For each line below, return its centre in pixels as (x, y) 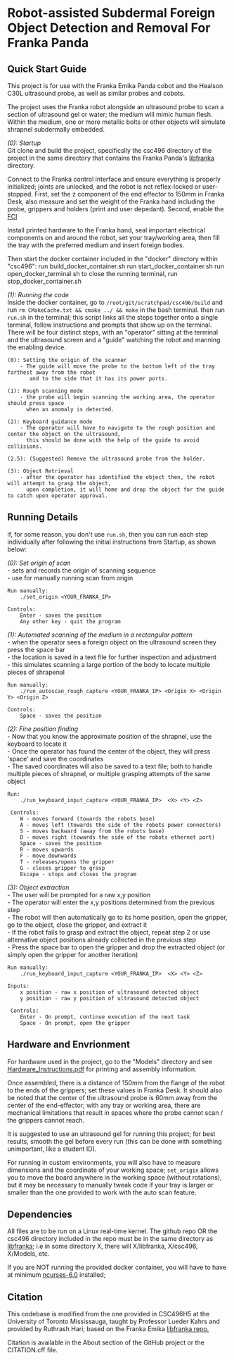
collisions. (25, 447)
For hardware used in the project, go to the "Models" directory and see (110, 1061)
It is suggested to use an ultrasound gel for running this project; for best (111, 1134)
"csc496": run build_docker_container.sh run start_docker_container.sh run (116, 266)
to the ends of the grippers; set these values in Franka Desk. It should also (115, 1090)
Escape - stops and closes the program (78, 874)
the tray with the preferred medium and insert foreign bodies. (96, 245)
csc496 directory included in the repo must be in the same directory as (110, 1239)
